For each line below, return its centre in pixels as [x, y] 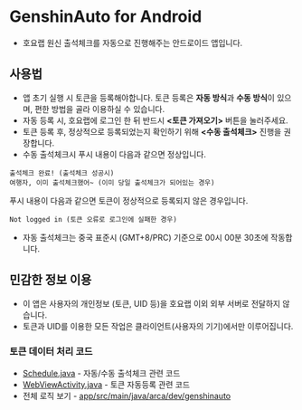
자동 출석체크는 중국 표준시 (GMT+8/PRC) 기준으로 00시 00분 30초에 [146, 237]
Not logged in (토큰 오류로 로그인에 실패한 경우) [94, 219]
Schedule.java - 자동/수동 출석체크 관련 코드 [101, 373]
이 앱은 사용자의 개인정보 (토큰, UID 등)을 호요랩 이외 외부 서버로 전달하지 [151, 303]
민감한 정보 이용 [51, 280]
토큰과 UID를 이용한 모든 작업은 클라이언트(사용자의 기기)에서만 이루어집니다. [158, 326]
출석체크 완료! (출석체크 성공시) [62, 173]
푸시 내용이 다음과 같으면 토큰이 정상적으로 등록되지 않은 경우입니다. [129, 200]
